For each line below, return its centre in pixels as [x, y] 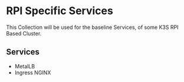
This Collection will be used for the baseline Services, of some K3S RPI [92, 27]
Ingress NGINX [33, 73]
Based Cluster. [24, 33]
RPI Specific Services [60, 11]
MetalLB [25, 66]
